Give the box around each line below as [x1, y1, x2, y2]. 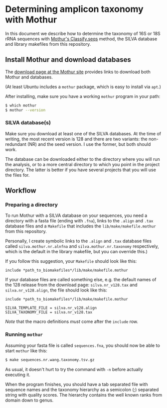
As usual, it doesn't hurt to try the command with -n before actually [5, 366, 143, 372]
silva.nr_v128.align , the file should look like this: [5, 287, 107, 293]
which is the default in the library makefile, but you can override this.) [5, 249, 148, 255]
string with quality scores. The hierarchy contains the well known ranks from [5, 392, 163, 398]
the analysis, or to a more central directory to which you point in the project [5, 161, 160, 167]
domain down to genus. [5, 397, 54, 403]
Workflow [5, 187, 36, 195]
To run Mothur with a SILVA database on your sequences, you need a [5, 212, 148, 218]
